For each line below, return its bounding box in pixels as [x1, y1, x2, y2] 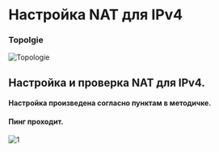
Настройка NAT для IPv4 [8, 6, 183, 24]
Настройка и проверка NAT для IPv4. [8, 76, 206, 89]
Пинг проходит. [8, 117, 64, 126]
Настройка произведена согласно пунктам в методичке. [8, 98, 212, 108]
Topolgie [8, 35, 44, 46]
